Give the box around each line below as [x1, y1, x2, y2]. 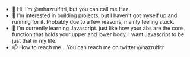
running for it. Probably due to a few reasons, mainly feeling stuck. [11, 18, 175, 25]
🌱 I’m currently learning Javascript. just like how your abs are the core [11, 24, 183, 31]
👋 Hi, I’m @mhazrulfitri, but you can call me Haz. [11, 6, 131, 12]
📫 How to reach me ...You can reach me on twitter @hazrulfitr [11, 44, 164, 50]
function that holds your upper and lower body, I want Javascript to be [11, 31, 185, 38]
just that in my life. [11, 37, 57, 44]
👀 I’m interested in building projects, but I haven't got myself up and [11, 12, 178, 19]
